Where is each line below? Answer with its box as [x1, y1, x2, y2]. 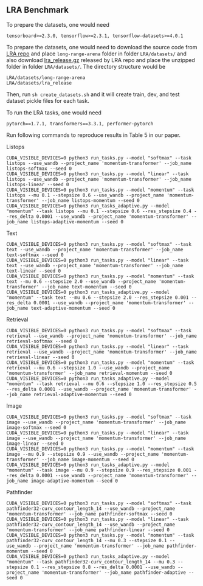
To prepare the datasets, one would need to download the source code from [6, 43, 198, 51]
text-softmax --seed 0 [6, 252, 64, 258]
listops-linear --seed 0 [6, 181, 69, 187]
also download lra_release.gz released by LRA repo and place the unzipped [6, 56, 196, 63]
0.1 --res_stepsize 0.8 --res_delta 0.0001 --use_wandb [30, 564, 175, 570]
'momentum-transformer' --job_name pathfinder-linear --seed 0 [6, 526, 170, 533]
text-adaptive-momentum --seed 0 [30, 305, 115, 311]
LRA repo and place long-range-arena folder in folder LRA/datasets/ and [6, 50, 187, 57]
